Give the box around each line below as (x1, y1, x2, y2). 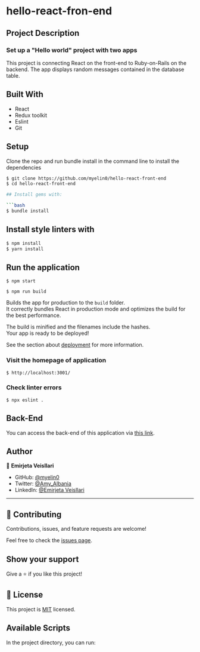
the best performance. (6, 312, 61, 319)
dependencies (6, 164, 42, 171)
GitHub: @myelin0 (14, 473, 60, 481)
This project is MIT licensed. (6, 605, 76, 613)
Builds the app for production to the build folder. (6, 299, 126, 306)
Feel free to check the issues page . (6, 537, 92, 544)
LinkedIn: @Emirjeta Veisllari (14, 487, 85, 494)
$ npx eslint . (6, 397, 44, 403)
